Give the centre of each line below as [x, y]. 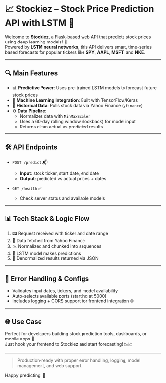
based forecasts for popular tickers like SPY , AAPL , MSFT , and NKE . [75, 52]
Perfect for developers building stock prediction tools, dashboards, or [76, 333]
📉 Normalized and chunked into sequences [57, 246]
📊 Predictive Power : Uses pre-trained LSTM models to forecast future [84, 88]
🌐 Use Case [23, 321]
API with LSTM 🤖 [40, 23]
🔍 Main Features [32, 73]
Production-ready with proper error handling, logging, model [79, 360]
